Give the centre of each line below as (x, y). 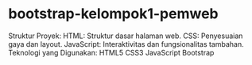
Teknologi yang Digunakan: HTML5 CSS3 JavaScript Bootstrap (111, 52)
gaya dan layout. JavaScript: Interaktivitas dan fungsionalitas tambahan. (126, 44)
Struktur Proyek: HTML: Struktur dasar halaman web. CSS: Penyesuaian (126, 36)
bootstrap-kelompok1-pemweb (113, 14)
